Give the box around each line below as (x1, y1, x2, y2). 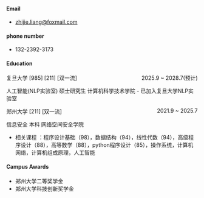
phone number (6, 32, 44, 40)
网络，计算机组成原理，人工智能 (15, 149, 95, 156)
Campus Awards (6, 163, 49, 171)
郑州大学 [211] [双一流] (6, 107, 63, 115)
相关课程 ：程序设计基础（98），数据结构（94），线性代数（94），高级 (15, 133, 189, 141)
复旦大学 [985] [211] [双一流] (6, 74, 78, 82)
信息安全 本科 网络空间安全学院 (6, 121, 84, 128)
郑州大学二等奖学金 (15, 177, 64, 185)
